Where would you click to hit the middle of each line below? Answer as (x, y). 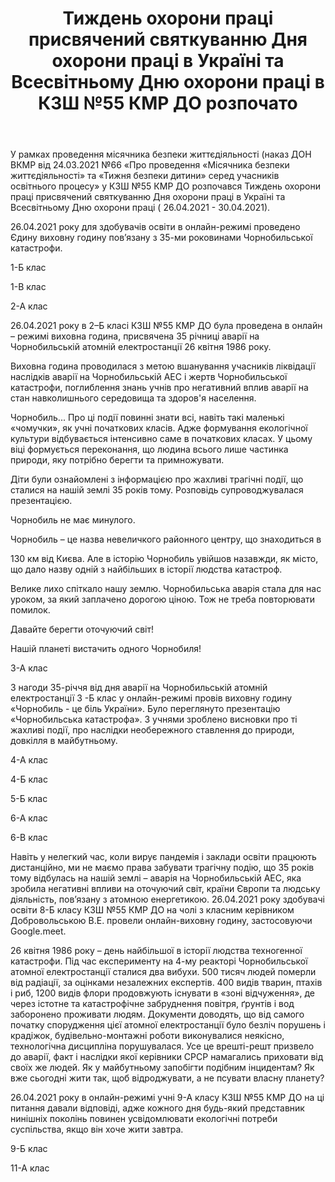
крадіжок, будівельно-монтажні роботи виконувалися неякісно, (147, 1036)
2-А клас (29, 306)
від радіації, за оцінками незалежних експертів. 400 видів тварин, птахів (166, 983)
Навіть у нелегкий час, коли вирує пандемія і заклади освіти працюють (163, 857)
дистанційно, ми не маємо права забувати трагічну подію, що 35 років (162, 868)
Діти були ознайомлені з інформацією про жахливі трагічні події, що (157, 479)
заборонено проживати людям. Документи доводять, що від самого (157, 1014)
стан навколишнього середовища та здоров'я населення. (133, 398)
